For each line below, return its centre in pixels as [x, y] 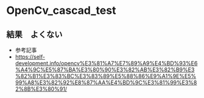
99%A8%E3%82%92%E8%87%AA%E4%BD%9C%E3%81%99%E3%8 [106, 83]
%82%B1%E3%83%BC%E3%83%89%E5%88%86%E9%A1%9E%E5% [106, 76]
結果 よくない [34, 34]
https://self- [30, 57]
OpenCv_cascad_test [61, 11]
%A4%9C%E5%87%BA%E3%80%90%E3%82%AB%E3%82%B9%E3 [105, 70]
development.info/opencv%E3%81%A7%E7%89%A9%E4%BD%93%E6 [106, 63]
